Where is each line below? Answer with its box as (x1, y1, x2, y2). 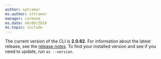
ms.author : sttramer (5, 12, 47, 16)
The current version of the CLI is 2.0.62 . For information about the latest (5, 38, 151, 44)
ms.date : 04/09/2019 (5, 20, 47, 26)
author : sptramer (5, 7, 41, 12)
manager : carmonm (5, 16, 41, 21)
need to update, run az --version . (5, 49, 74, 55)
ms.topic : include (5, 25, 43, 30)
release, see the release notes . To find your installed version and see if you (5, 44, 157, 49)
